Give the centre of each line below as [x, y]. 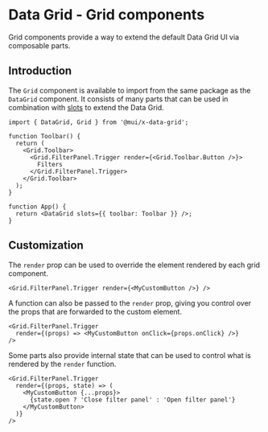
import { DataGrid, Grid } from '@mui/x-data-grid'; [99, 122]
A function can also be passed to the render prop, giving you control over [130, 302]
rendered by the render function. [62, 364]
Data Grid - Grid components [107, 15]
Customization [46, 246]
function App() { [37, 207]
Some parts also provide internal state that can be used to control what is [130, 355]
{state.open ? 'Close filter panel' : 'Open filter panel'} [132, 400]
